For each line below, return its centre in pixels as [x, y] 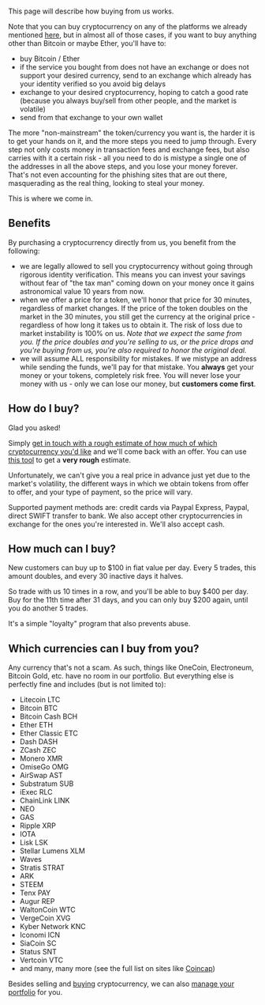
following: [24, 251]
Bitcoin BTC [38, 708]
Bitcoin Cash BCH [49, 716]
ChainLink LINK [45, 801]
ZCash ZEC [38, 750]
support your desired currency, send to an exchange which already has [136, 76]
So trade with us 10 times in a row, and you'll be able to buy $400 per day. [129, 591]
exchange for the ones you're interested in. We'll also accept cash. [116, 524]
